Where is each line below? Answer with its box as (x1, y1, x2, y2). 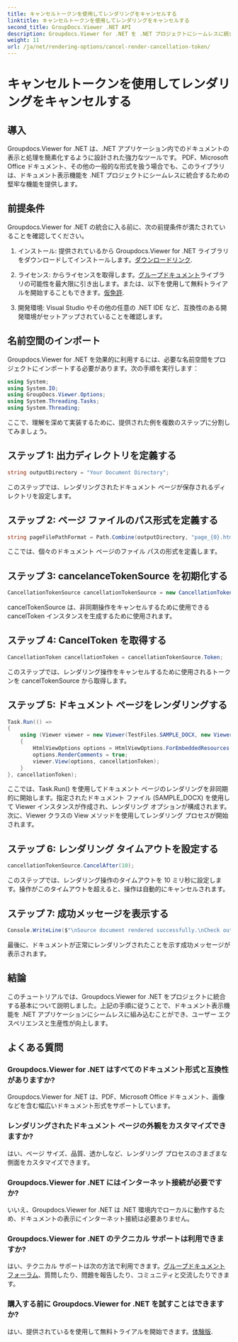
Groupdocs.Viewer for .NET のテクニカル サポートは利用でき (7, 1234, 217, 1243)
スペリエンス (7, 1019, 45, 1027)
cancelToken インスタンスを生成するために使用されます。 (7, 612, 176, 620)
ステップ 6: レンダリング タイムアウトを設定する (7, 843, 219, 855)
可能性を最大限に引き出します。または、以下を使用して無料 (30, 279, 203, 288)
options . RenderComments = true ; (33, 751, 129, 759)
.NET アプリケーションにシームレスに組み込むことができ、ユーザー (21, 1010, 217, 1018)
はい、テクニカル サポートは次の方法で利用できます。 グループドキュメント (7, 1262, 225, 1270)
